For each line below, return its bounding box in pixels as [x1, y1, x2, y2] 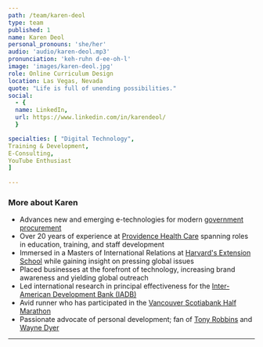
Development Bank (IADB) [52, 290, 137, 299]
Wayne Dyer [19, 323, 59, 333]
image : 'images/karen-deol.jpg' [8, 63, 113, 70]
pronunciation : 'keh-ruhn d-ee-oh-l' [8, 56, 131, 63]
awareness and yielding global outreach [19, 273, 149, 283]
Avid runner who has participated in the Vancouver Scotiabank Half [19, 298, 237, 308]
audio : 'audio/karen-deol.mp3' [8, 48, 110, 56]
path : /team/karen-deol [8, 11, 86, 20]
